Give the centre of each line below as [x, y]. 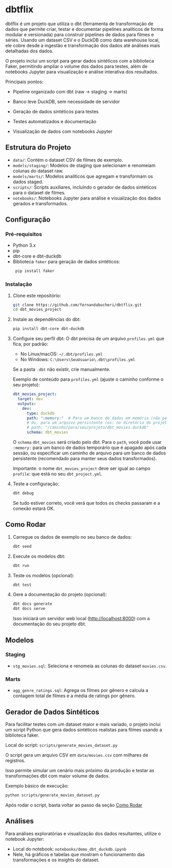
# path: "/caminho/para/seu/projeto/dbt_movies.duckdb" [88, 428]
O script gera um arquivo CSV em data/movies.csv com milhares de [77, 755]
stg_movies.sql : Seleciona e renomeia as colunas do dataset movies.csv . [90, 666]
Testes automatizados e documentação [54, 121]
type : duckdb [41, 413]
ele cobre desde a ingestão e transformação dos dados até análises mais [83, 45]
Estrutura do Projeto [38, 147]
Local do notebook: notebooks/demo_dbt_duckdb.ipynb [70, 849]
